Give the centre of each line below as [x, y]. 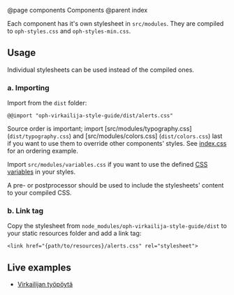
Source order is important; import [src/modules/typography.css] [100, 129]
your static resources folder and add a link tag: [74, 234]
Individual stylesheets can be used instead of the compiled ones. [101, 70]
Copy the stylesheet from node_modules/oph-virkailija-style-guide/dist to [117, 226]
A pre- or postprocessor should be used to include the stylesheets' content [116, 186]
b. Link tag [25, 211]
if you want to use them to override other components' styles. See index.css [117, 144]
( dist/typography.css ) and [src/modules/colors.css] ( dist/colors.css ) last [115, 136]
